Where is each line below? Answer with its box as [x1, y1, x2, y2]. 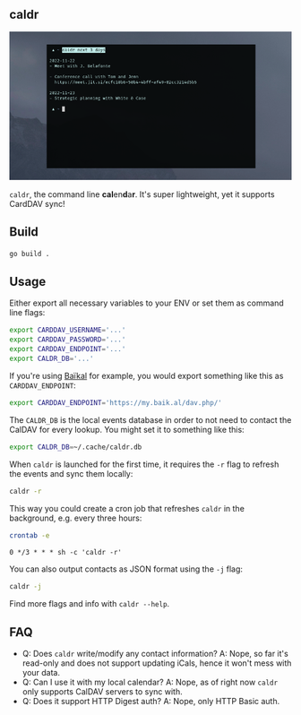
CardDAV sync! [9, 198, 65, 209]
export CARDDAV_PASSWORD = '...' [9, 335, 126, 344]
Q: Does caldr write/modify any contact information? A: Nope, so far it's [21, 649, 288, 659]
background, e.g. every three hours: [9, 513, 142, 523]
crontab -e [9, 530, 50, 540]
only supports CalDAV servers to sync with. [21, 686, 183, 697]
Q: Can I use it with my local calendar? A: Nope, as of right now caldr [21, 676, 279, 688]
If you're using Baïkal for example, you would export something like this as [9, 370, 284, 381]
